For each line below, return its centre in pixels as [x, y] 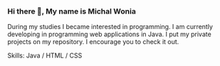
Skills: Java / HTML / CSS [45, 55]
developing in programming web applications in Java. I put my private [109, 34]
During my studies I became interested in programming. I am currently [110, 27]
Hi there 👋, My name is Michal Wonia [72, 11]
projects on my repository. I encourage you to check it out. [93, 42]
